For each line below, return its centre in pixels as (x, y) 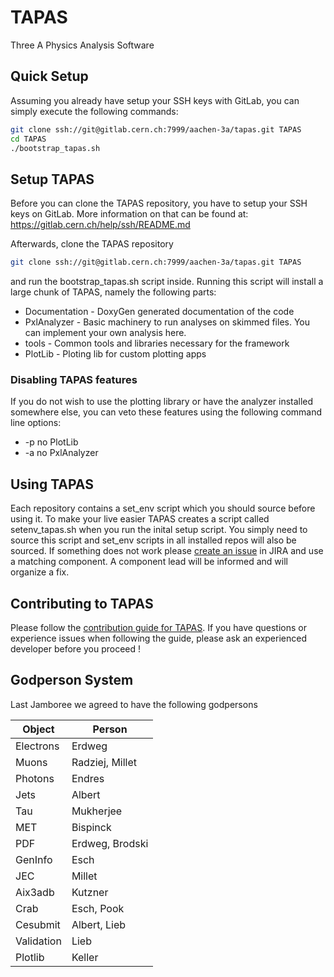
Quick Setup (49, 76)
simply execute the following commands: (94, 111)
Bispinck (91, 827)
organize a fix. (40, 572)
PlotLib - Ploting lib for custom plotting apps (115, 354)
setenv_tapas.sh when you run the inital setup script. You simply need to (159, 530)
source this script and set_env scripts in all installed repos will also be (153, 540)
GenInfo (34, 859)
